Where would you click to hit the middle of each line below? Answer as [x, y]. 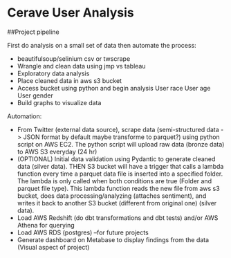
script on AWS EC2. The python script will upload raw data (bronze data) [121, 144]
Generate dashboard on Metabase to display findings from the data [113, 239]
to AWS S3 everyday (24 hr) [57, 151]
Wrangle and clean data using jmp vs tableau [81, 66]
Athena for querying [46, 225]
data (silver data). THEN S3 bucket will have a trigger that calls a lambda [120, 166]
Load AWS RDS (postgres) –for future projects [83, 232]
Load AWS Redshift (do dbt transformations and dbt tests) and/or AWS [118, 218]
